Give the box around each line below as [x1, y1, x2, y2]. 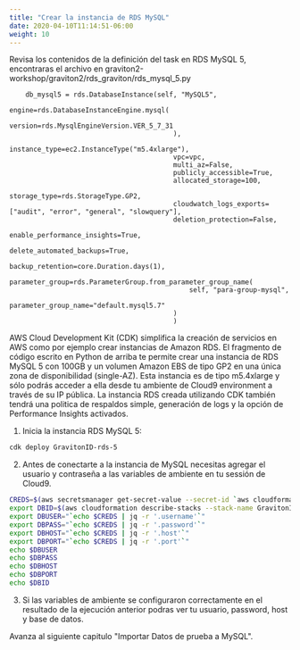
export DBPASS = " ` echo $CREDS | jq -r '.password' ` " [9, 520, 205, 529]
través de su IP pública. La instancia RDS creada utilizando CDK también [9, 389, 276, 400]
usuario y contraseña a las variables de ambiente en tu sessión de [21, 469, 266, 479]
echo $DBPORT [9, 571, 58, 579]
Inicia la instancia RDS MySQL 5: [21, 426, 143, 437]
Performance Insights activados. [9, 408, 129, 420]
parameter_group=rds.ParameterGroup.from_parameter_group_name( [9, 278, 254, 287]
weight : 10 [9, 29, 50, 38]
